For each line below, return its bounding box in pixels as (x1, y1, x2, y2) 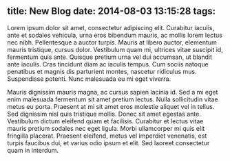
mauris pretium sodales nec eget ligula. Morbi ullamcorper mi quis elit (7, 124, 205, 132)
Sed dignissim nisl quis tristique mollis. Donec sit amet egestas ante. (7, 110, 201, 118)
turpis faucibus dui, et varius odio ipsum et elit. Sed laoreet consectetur (7, 138, 210, 147)
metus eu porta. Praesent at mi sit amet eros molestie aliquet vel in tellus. (7, 102, 215, 110)
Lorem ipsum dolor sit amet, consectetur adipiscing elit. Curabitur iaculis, (7, 23, 215, 32)
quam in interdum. (7, 146, 59, 154)
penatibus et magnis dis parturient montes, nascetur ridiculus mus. (7, 67, 197, 75)
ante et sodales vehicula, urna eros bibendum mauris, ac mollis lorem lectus (7, 31, 222, 39)
